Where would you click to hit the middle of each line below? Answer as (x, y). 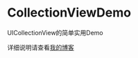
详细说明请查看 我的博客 (41, 47)
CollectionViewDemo (69, 13)
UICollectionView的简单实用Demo (55, 32)
